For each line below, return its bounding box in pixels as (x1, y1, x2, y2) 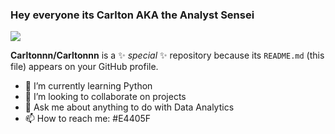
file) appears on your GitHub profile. (10, 61, 159, 73)
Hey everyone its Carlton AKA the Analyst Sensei (10, 8, 255, 22)
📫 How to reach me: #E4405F (24, 113, 152, 125)
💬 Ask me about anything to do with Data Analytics (24, 101, 235, 113)
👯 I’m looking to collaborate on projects (24, 91, 187, 103)
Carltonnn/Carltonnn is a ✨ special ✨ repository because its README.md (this (10, 49, 325, 62)
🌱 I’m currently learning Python (24, 80, 153, 92)
